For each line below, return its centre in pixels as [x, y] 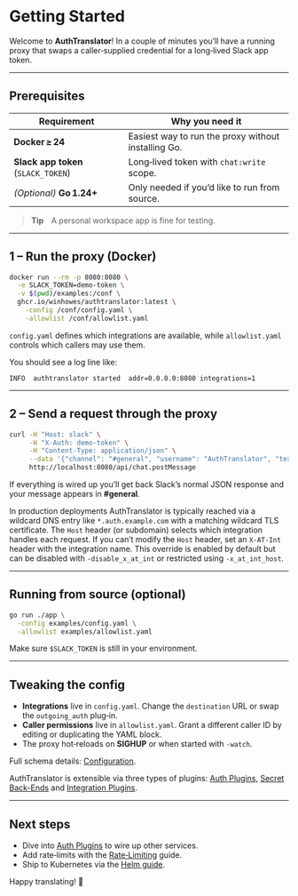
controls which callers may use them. [78, 345]
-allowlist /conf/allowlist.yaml [87, 318]
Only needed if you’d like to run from [204, 187]
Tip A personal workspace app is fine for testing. [123, 220]
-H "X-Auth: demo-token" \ [78, 443]
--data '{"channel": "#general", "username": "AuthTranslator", [150, 460]
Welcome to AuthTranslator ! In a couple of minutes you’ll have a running [142, 41]
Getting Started [67, 16]
